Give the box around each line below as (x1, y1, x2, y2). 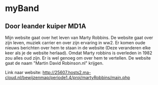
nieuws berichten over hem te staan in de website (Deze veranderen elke (5, 45, 151, 50)
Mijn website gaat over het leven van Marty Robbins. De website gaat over (5, 35, 154, 40)
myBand (5, 3, 39, 14)
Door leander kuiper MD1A (5, 22, 86, 30)
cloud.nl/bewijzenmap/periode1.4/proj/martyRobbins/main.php (5, 75, 130, 80)
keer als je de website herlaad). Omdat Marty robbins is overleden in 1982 (5, 50, 153, 56)
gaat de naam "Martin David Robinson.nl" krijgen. (5, 61, 104, 66)
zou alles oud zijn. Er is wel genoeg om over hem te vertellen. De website (5, 55, 151, 61)
